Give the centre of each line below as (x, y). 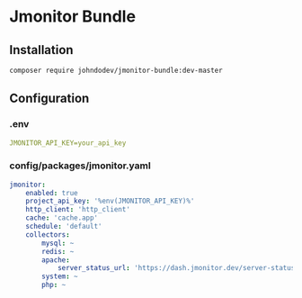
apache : (56, 260)
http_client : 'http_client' (78, 210)
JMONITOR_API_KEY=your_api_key (68, 143)
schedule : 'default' (64, 227)
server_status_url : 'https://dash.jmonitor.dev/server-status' (178, 268)
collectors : (48, 235)
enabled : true (52, 193)
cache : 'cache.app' (62, 218)
